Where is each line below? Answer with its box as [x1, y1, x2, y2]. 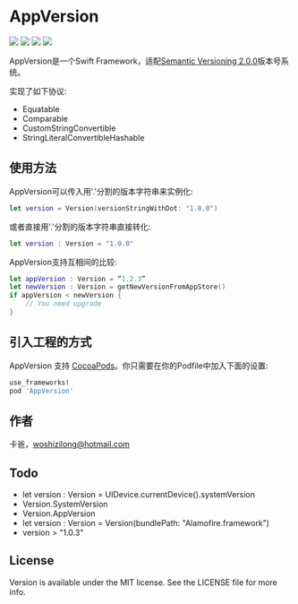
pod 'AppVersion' [9, 386, 74, 395]
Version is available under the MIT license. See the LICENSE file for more [9, 576, 277, 588]
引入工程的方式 [9, 334, 92, 350]
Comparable [21, 113, 69, 124]
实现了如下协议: [9, 85, 67, 96]
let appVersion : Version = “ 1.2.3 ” [9, 274, 146, 283]
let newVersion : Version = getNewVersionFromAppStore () [9, 282, 226, 292]
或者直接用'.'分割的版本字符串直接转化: [9, 221, 151, 232]
